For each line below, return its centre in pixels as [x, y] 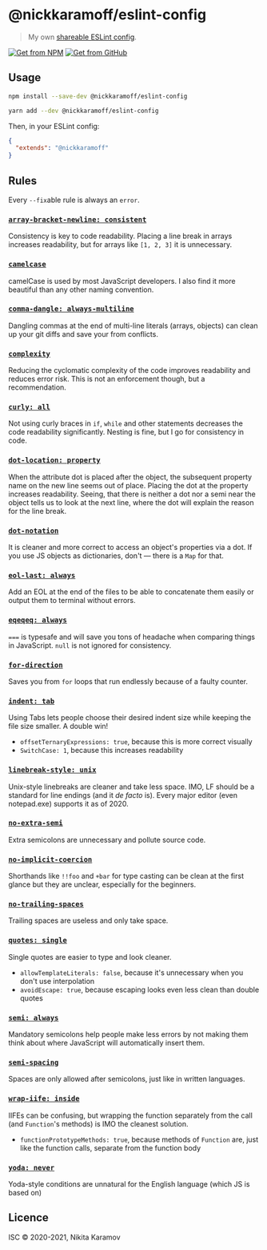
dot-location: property [55, 460]
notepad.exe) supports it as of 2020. [69, 803]
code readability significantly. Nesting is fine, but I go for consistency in [126, 432]
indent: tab [32, 701]
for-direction [36, 665]
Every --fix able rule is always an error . [74, 200]
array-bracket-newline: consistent [78, 219]
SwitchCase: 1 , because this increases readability [102, 750]
